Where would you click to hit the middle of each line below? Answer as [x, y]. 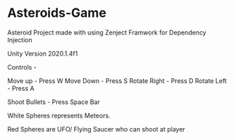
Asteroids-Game [57, 13]
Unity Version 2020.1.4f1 [43, 53]
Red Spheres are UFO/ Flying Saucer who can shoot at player [96, 129]
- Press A [21, 88]
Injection [20, 39]
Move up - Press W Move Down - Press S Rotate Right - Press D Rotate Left [117, 81]
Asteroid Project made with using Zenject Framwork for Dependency [107, 32]
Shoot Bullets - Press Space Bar [54, 102]
